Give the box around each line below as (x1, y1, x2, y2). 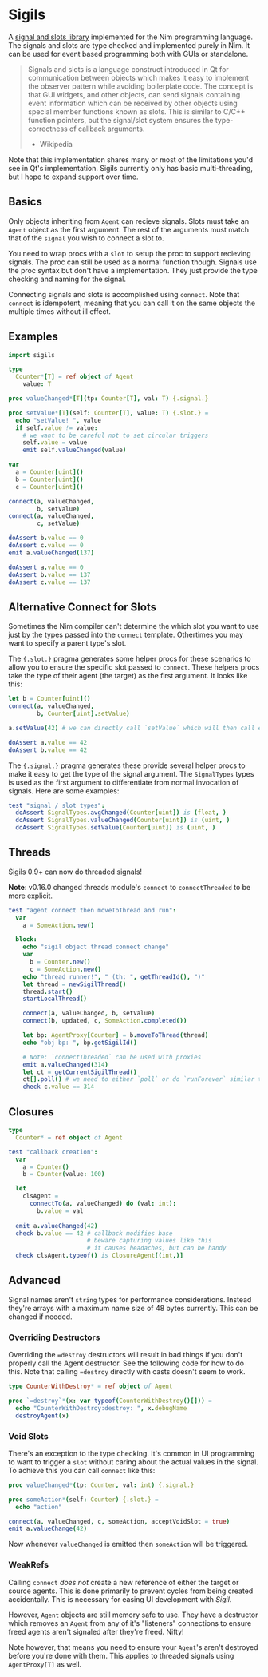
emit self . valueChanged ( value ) (22, 446, 127, 455)
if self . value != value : (15, 423, 98, 432)
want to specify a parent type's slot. (8, 638, 127, 648)
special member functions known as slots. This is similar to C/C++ (27, 106, 246, 117)
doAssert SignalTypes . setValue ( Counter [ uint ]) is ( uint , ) (15, 824, 216, 832)
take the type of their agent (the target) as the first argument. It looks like (8, 671, 248, 681)
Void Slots (8, 1430, 49, 1441)
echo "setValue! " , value (15, 416, 102, 424)
